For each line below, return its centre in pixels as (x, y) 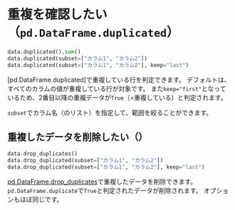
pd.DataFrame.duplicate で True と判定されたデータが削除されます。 (105, 190)
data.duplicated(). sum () (44, 52)
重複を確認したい (58, 15)
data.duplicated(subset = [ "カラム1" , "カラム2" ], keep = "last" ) (98, 65)
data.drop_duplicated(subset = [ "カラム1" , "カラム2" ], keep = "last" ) (106, 167)
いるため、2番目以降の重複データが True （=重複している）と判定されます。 (117, 98)
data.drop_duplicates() (43, 154)
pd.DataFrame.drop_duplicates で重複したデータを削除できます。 (102, 182)
